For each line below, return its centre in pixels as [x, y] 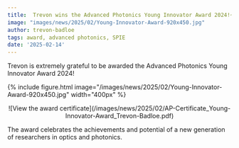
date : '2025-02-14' [36, 45]
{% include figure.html [40, 87]
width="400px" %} [99, 95]
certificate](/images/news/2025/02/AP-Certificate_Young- [145, 108]
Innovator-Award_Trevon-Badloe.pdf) [119, 116]
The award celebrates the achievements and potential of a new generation [116, 130]
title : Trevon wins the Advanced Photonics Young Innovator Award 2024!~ [121, 15]
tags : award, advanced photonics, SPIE [67, 38]
